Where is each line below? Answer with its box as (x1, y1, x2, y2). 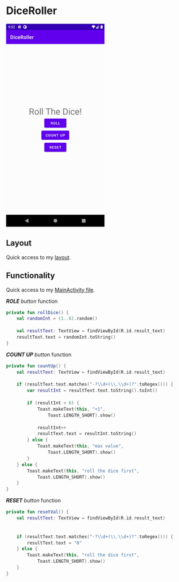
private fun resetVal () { (6, 509, 69, 515)
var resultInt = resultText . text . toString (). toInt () (27, 388, 158, 394)
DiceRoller (6, 4, 57, 18)
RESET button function (6, 497, 61, 504)
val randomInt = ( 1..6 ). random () (16, 316, 98, 322)
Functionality (6, 271, 55, 281)
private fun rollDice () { (6, 309, 69, 315)
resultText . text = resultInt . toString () (37, 431, 137, 437)
